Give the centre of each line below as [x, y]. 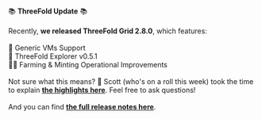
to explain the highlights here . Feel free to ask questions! [102, 90]
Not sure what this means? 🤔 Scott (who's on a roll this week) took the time [131, 81]
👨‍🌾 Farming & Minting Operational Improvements [88, 65]
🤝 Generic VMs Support [47, 48]
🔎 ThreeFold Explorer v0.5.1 [53, 56]
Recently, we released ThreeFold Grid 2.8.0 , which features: [108, 31]
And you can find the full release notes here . [82, 107]
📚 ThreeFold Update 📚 [48, 11]
